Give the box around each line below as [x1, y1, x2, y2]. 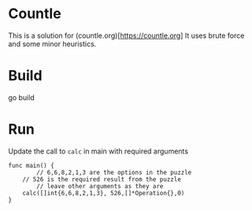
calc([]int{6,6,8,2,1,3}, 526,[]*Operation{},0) [22, 189, 185, 197]
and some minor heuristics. [8, 39, 97, 48]
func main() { [8, 161, 55, 169]
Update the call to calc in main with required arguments [8, 146, 189, 156]
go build [8, 92, 35, 102]
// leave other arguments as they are [36, 182, 164, 190]
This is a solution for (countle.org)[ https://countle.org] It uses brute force [8, 31, 245, 40]
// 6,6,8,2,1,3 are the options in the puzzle [36, 168, 192, 176]
